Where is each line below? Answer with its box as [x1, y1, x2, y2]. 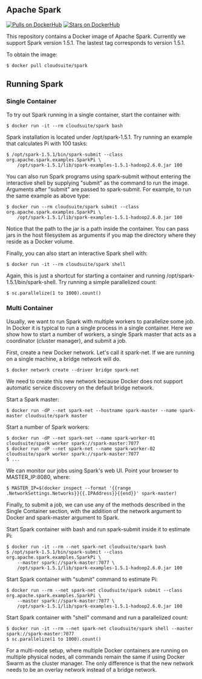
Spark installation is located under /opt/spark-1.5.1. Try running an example [6, 133, 192, 141]
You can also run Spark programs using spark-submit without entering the [6, 173, 191, 180]
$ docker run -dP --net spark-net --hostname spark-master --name [6, 407, 177, 414]
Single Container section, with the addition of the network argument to [6, 507, 182, 514]
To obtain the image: [6, 51, 57, 58]
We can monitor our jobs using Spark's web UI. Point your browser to [6, 466, 179, 474]
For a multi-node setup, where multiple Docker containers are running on [6, 646, 188, 654]
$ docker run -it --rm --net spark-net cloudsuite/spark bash [6, 543, 166, 550]
